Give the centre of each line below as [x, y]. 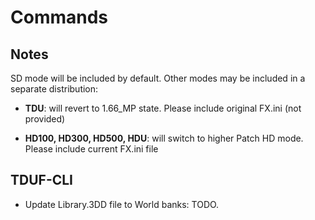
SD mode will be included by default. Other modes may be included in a [158, 78]
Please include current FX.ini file [91, 149]
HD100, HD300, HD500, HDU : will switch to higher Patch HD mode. [164, 138]
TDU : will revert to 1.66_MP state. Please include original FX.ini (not [163, 108]
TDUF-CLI [42, 180]
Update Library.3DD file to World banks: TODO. [122, 204]
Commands [59, 17]
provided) [45, 119]
